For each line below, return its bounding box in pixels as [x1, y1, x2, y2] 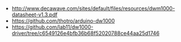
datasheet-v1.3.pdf [11, 11, 58, 18]
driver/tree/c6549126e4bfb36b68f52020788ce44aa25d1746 [11, 30, 160, 37]
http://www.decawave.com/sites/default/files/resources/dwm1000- [11, 5, 175, 12]
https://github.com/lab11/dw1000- [11, 23, 94, 30]
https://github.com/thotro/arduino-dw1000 [11, 17, 115, 24]
